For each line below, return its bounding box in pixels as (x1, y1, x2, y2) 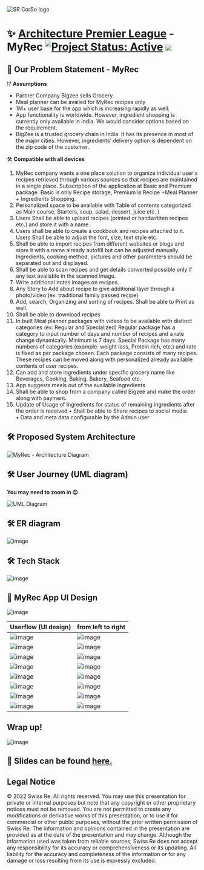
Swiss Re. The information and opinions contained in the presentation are (7, 825, 190, 832)
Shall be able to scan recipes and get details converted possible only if (15, 266, 192, 273)
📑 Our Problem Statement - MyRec (7, 64, 139, 74)
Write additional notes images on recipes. (15, 279, 120, 286)
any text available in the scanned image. (15, 272, 116, 280)
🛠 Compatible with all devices (7, 155, 85, 163)
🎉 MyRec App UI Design (7, 592, 98, 603)
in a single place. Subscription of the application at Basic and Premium (15, 182, 192, 189)
